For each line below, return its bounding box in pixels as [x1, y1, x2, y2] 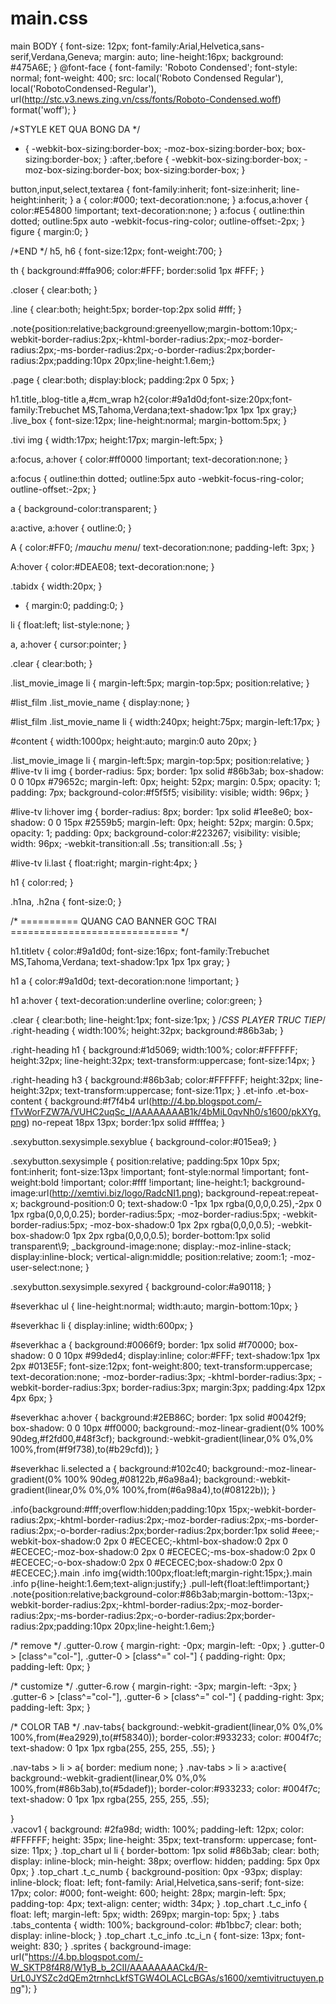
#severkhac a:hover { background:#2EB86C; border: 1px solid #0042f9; [10, 1411, 307, 1423]
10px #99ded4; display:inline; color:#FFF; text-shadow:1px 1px [63, 1349, 321, 1361]
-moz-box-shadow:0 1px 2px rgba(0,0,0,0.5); [89, 1218, 275, 1231]
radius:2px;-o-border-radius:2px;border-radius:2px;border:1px [10, 1524, 268, 1536]
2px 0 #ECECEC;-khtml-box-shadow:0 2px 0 [103, 1535, 289, 1547]
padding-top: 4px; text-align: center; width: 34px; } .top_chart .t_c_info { [10, 1897, 308, 1909]
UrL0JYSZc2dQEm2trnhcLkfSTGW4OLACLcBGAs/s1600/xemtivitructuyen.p [10, 1972, 325, 1984]
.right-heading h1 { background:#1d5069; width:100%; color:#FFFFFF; [10, 1043, 298, 1056]
